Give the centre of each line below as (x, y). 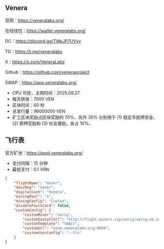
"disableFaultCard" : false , (42, 206)
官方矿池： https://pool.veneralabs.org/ (44, 153)
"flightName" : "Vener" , (38, 183)
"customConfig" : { (32, 210)
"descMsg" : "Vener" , (35, 188)
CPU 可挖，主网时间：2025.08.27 (46, 93)
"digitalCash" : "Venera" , (40, 192)
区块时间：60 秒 (28, 105)
